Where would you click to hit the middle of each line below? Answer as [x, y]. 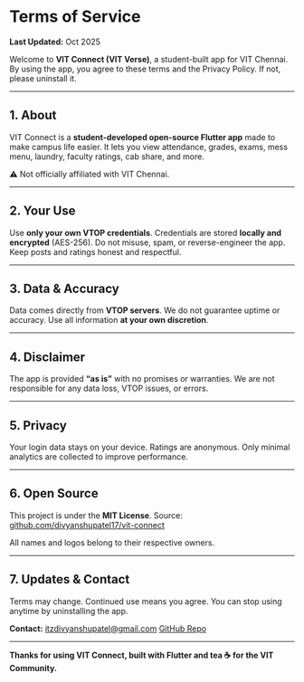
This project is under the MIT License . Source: [96, 515]
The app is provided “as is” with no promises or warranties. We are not [142, 379]
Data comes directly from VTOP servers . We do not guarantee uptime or [145, 310]
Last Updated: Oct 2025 [55, 42]
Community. [33, 668]
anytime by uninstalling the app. [69, 611]
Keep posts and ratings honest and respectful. [95, 251]
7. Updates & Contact [70, 579]
